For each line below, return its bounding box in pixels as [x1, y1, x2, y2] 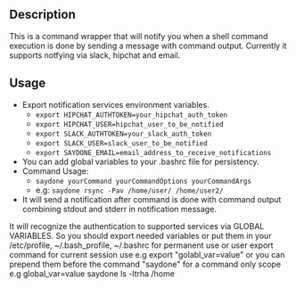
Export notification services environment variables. [21, 99, 210, 110]
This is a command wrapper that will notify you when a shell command [9, 30, 268, 41]
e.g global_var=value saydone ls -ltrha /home [9, 267, 176, 279]
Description [9, 7, 76, 22]
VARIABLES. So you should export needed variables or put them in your [9, 230, 272, 241]
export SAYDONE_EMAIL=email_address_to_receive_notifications [35, 148, 272, 157]
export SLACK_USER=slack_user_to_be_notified [35, 138, 208, 148]
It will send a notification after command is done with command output [21, 193, 282, 204]
